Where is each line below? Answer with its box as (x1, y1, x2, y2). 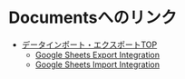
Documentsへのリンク (8, 7, 178, 28)
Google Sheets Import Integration (34, 59, 161, 70)
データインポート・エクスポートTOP (21, 39, 158, 50)
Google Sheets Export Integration (34, 49, 161, 60)
